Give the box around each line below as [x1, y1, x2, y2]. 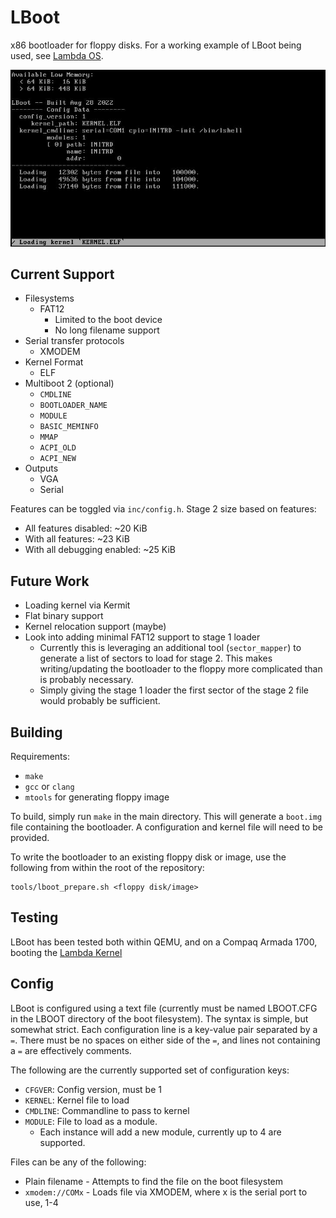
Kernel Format [24, 356, 84, 368]
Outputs [24, 462, 59, 475]
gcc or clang [24, 781, 75, 792]
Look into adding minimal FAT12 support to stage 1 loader [24, 631, 261, 643]
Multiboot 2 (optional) [24, 377, 115, 390]
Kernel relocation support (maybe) [24, 621, 167, 633]
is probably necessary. [39, 674, 134, 686]
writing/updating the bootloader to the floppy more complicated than [39, 663, 323, 675]
